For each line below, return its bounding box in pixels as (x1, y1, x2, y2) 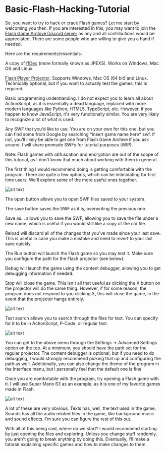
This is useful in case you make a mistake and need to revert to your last (5, 235, 153, 241)
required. (5, 85, 24, 91)
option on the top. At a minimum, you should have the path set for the (5, 345, 147, 351)
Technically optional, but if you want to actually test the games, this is (5, 80, 147, 86)
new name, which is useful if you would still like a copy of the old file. (5, 220, 146, 226)
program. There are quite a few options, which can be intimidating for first (5, 171, 156, 177)
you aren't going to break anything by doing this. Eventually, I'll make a (5, 436, 150, 442)
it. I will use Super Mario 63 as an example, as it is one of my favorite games (5, 381, 161, 387)
